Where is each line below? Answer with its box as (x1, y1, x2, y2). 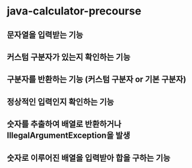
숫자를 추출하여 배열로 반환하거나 (7, 119, 122, 129)
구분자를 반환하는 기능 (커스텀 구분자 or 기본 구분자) (7, 74, 187, 85)
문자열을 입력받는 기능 (7, 30, 83, 40)
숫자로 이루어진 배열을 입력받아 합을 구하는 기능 (7, 152, 170, 163)
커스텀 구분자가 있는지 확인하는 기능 (7, 52, 131, 62)
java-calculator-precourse (7, 4, 142, 18)
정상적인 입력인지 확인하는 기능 (7, 96, 115, 107)
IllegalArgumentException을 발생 (7, 131, 131, 141)
